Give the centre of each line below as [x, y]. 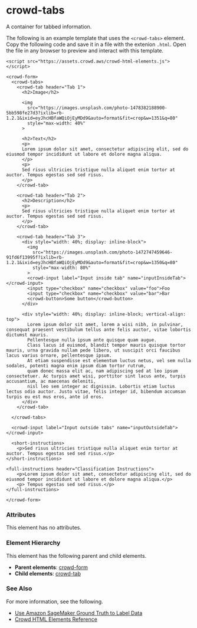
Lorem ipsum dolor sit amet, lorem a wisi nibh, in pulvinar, [105, 324]
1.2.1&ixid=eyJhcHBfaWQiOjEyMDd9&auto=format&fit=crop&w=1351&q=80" [92, 118]
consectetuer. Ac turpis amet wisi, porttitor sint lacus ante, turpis [96, 376]
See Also [19, 588]
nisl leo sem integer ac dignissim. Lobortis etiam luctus [101, 386]
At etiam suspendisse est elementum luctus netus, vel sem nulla [109, 360]
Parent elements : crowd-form [51, 567]
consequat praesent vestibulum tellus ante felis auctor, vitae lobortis [99, 330]
